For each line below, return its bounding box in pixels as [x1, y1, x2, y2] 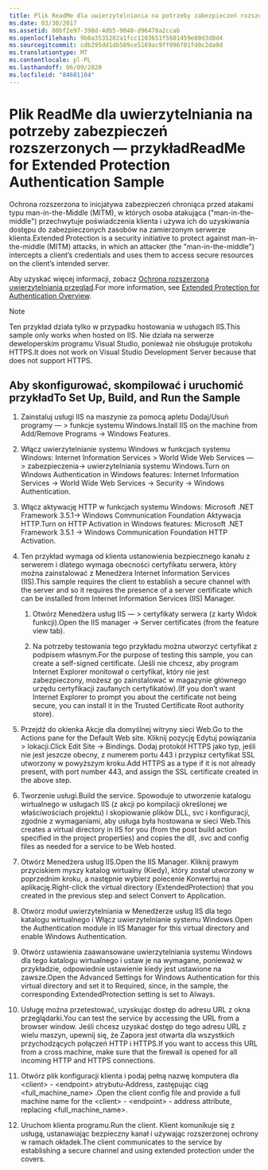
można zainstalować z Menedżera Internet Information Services [20, 569, 231, 578]
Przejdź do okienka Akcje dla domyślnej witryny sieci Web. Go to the [20, 725, 243, 734]
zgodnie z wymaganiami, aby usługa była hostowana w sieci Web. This [20, 816, 251, 826]
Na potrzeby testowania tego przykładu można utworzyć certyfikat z [32, 642, 258, 652]
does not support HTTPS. [9, 355, 93, 365]
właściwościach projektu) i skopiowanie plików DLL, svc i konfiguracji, [20, 808, 251, 817]
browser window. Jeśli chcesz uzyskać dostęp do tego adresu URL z [20, 1022, 247, 1031]
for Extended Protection [9, 156, 170, 174]
